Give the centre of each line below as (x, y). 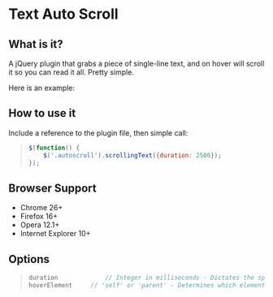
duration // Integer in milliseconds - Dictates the (141, 278)
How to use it (42, 113)
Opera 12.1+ (40, 225)
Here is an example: (42, 88)
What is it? (36, 44)
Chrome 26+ (41, 208)
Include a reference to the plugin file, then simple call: (98, 133)
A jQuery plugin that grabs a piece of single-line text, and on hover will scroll (136, 63)
